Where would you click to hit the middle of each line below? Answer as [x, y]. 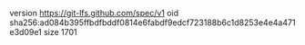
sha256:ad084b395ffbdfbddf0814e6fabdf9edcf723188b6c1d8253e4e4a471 [152, 22]
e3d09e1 [26, 32]
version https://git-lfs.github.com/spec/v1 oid [94, 13]
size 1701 [61, 32]
